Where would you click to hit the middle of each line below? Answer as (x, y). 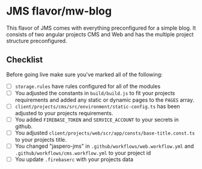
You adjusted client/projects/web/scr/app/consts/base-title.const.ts (105, 133)
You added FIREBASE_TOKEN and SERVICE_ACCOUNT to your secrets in (97, 119)
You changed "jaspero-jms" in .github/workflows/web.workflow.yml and (104, 146)
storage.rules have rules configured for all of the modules (88, 86)
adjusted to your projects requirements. (64, 113)
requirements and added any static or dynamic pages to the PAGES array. (105, 100)
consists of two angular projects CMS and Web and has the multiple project (100, 34)
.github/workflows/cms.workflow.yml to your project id (83, 153)
